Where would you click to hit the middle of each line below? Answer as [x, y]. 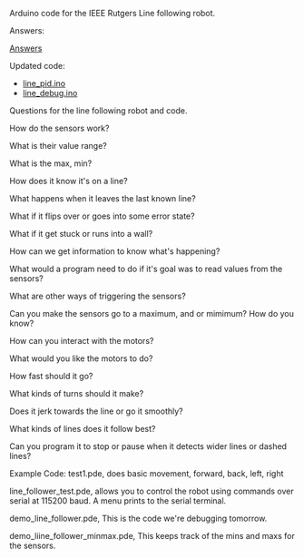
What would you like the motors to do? [81, 358]
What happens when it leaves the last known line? [103, 198]
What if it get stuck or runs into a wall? [81, 234]
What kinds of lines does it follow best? [83, 429]
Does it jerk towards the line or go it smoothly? [96, 411]
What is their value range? [58, 146]
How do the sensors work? [59, 128]
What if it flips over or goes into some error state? [102, 216]
